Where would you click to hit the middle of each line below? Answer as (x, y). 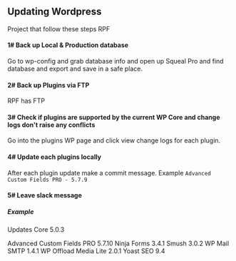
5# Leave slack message (45, 195)
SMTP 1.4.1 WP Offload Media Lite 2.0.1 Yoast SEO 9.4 (86, 251)
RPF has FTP (26, 101)
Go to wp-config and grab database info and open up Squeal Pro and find (116, 61)
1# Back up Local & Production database (68, 45)
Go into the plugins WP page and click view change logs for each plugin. (114, 140)
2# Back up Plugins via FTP (48, 85)
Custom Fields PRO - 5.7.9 (47, 180)
